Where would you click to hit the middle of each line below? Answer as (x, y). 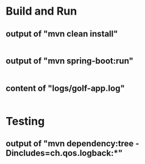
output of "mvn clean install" (62, 34)
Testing (25, 121)
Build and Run (41, 11)
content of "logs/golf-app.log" (65, 89)
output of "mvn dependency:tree (70, 144)
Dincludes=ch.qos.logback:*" (64, 153)
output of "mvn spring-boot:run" (69, 61)
